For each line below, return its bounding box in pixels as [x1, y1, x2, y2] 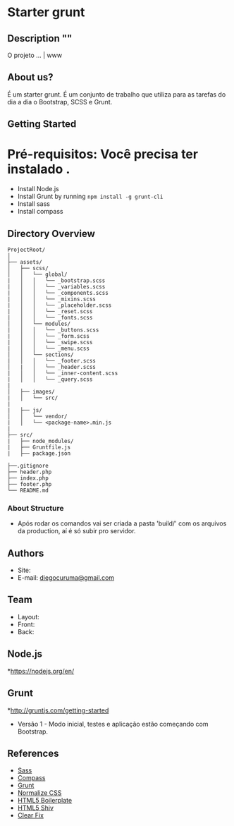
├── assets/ [7, 258, 42, 265]
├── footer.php [7, 480, 52, 487]
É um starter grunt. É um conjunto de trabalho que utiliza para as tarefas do [7, 90, 226, 99]
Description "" [7, 32, 73, 44]
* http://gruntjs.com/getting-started [7, 706, 109, 715]
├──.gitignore [7, 462, 49, 469]
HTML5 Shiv [17, 803, 54, 812]
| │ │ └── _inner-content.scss [7, 370, 118, 377]
